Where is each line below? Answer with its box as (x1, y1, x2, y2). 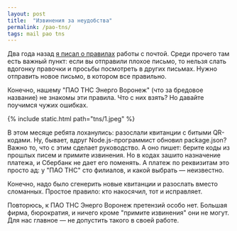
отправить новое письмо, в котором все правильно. (7, 72, 167, 81)
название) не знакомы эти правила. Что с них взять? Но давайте (7, 94, 204, 102)
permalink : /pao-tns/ (7, 23, 72, 30)
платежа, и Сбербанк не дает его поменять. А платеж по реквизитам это (7, 159, 229, 167)
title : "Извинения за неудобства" (7, 17, 113, 24)
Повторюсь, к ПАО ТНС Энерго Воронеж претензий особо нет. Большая (7, 201, 228, 210)
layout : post (7, 10, 46, 18)
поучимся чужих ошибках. (7, 101, 89, 110)
